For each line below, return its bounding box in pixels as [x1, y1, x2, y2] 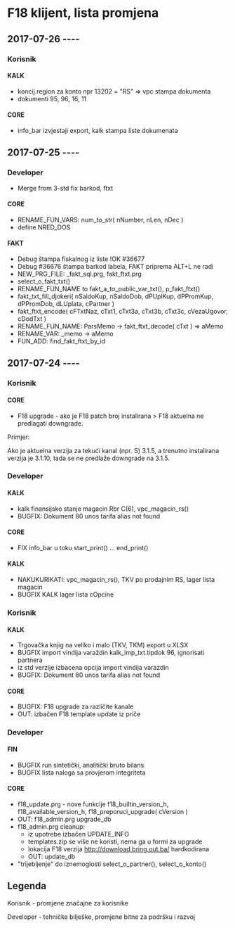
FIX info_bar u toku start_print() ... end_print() [17, 543, 149, 552]
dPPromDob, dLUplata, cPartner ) [17, 300, 114, 307]
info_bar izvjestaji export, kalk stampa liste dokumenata [17, 126, 178, 134]
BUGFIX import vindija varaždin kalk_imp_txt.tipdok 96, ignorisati [17, 649, 205, 657]
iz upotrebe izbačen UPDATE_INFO [27, 830, 130, 838]
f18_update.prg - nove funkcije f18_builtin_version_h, [17, 800, 169, 808]
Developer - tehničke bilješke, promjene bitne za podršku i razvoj [7, 913, 195, 921]
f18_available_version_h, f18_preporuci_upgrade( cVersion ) [17, 807, 188, 815]
